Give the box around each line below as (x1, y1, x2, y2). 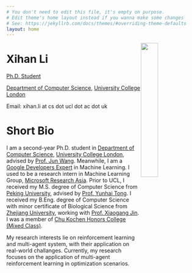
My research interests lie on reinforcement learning (6, 234, 135, 241)
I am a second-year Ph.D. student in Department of (6, 144, 135, 151)
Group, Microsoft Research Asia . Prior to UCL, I (6, 177, 125, 184)
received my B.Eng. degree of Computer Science (6, 196, 129, 203)
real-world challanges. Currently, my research (6, 247, 122, 254)
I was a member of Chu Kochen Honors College (6, 216, 126, 223)
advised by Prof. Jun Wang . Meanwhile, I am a (6, 157, 123, 165)
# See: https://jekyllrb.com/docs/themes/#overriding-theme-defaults (6, 20, 187, 26)
